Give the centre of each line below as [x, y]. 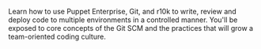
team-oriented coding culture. [57, 36]
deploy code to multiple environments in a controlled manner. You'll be [123, 20]
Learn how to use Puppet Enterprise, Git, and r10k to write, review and [123, 11]
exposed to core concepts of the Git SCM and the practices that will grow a [131, 28]
